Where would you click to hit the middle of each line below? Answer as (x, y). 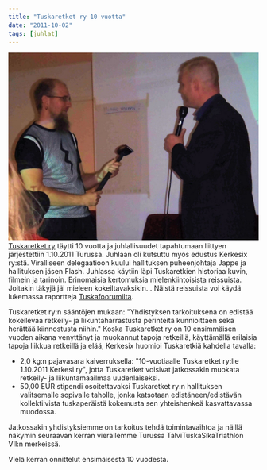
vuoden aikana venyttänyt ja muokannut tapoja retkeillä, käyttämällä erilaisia (133, 337)
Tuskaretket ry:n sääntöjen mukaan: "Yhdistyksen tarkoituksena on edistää (131, 312)
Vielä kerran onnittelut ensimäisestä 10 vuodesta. (89, 460)
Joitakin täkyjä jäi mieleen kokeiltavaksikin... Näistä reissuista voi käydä (125, 288)
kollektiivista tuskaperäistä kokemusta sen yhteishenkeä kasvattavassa (136, 403)
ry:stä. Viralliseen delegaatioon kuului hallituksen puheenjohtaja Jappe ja (127, 263)
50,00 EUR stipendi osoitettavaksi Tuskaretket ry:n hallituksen (121, 387)
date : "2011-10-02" (41, 25)
